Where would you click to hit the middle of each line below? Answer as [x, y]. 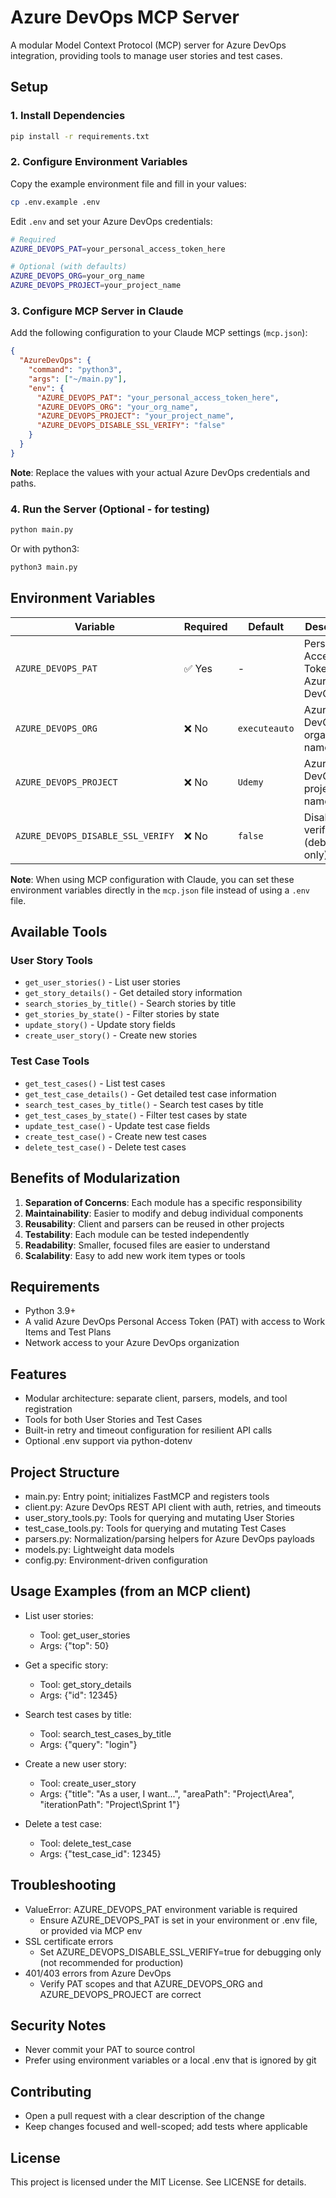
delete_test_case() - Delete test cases [105, 1147]
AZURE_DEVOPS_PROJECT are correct [120, 1994]
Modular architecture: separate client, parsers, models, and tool [156, 1398]
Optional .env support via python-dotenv [108, 1441]
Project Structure [65, 1472]
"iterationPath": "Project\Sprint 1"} [110, 1804]
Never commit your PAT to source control [109, 2050]
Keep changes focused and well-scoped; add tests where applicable [166, 2127]
